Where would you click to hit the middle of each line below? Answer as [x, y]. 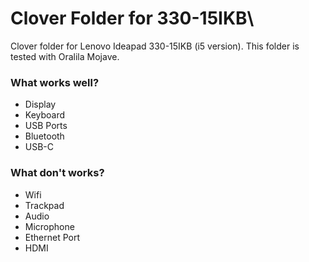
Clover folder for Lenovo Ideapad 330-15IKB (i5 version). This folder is [155, 46]
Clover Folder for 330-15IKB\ [132, 18]
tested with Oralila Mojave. [65, 56]
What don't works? [57, 173]
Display [40, 104]
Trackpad [44, 205]
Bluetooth [44, 136]
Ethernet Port [52, 237]
